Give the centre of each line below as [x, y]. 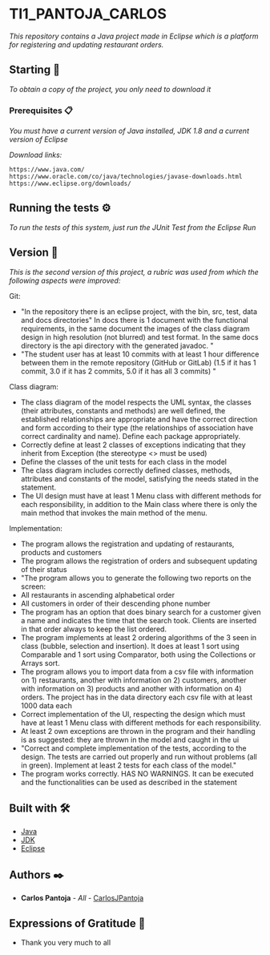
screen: [33, 586]
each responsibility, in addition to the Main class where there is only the [139, 504]
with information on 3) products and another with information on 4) [131, 688]
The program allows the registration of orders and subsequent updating [139, 561]
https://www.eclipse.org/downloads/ [70, 184]
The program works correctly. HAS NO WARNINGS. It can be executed [137, 773]
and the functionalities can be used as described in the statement [129, 782]
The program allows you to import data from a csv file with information [137, 671]
